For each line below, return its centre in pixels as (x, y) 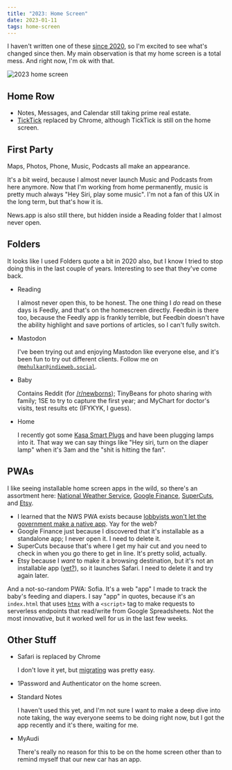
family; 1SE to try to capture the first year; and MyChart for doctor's (113, 400)
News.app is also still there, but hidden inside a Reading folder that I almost (114, 215)
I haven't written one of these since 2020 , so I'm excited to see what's (107, 46)
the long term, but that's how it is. (55, 202)
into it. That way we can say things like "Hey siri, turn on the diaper (113, 442)
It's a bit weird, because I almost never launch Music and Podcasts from (110, 180)
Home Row (31, 96)
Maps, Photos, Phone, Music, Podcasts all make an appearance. (99, 166)
